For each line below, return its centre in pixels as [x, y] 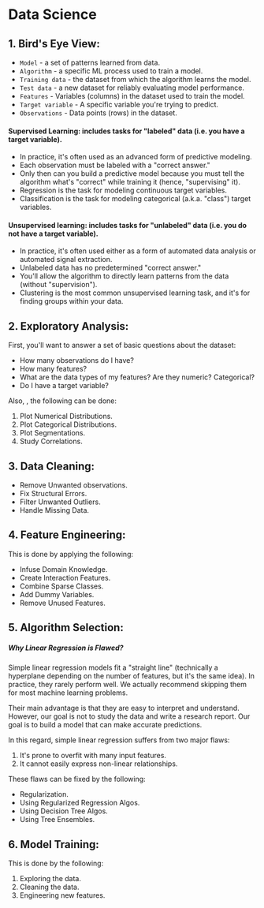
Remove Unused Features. [63, 603]
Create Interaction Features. [65, 577]
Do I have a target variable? [64, 386]
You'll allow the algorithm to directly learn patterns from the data [124, 276]
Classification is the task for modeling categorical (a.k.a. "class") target [135, 199]
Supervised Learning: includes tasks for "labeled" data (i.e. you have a [127, 131]
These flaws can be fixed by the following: [77, 779]
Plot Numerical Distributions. [66, 417]
